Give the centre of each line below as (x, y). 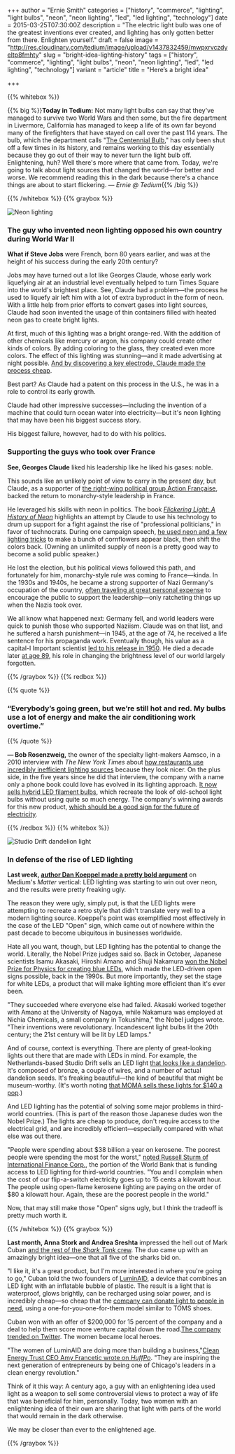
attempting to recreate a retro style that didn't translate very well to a (106, 911)
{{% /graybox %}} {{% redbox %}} (57, 676)
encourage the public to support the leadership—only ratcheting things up (114, 597)
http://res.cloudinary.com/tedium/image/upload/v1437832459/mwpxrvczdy (119, 47)
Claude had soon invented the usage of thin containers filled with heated (112, 313)
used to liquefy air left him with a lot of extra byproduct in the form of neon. (116, 298)
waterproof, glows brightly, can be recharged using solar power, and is (109, 1294)
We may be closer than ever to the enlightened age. (81, 1429)
